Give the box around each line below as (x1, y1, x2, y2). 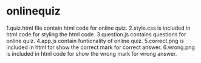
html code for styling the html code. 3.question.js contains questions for (6, 30, 186, 38)
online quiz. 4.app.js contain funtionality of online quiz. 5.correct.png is (6, 37, 184, 44)
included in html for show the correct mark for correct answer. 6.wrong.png (6, 44, 196, 51)
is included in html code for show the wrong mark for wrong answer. (6, 50, 177, 57)
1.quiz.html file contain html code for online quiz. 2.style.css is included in (6, 24, 191, 31)
